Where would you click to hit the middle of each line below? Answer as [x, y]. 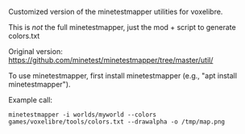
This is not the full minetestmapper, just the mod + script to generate [122, 27]
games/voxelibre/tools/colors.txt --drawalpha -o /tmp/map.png [117, 122]
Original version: [35, 51]
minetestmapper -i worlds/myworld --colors [83, 115]
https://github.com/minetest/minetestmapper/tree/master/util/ [111, 60]
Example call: [31, 100]
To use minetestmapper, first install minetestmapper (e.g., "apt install [123, 75]
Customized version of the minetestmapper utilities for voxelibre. [116, 12]
